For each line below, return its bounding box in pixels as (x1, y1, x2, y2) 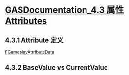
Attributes (5, 15, 47, 26)
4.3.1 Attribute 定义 (5, 36, 64, 44)
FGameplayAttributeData (5, 50, 55, 55)
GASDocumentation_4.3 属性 (5, 4, 124, 16)
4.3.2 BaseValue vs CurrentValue (5, 63, 108, 72)
